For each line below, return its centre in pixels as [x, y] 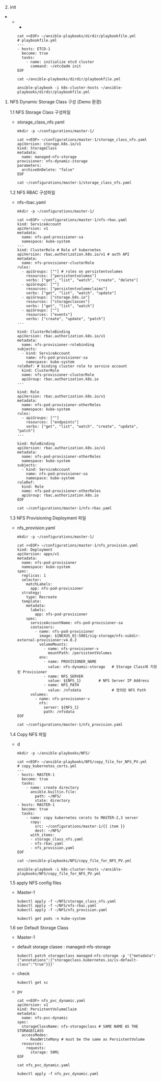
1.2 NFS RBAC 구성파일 [32, 192]
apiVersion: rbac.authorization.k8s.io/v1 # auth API [73, 254]
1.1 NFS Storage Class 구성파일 [40, 112]
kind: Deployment [35, 550]
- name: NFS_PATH [61, 685]
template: [31, 601]
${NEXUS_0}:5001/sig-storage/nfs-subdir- [98, 636]
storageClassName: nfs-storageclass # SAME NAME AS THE [80, 1026]
